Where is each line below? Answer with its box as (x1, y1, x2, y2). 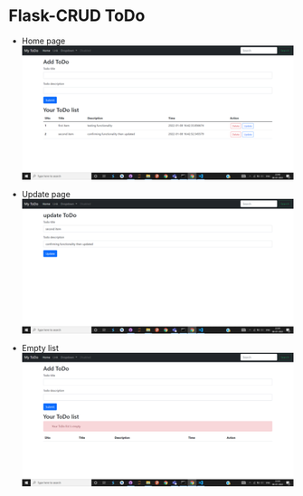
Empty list (21, 342, 60, 353)
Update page (21, 189, 71, 200)
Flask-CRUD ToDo (8, 5, 146, 26)
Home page (21, 35, 66, 46)
